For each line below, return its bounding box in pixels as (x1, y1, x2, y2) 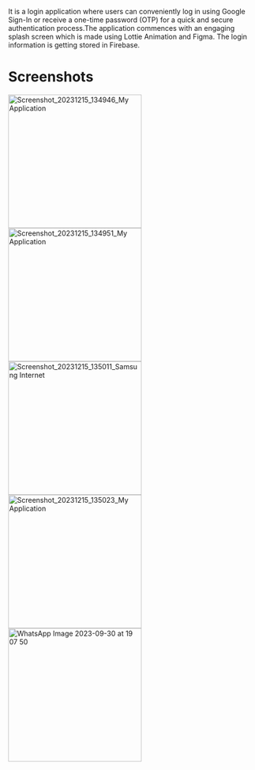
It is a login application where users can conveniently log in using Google (8, 7, 246, 16)
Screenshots (8, 68, 94, 86)
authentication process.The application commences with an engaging (8, 24, 235, 32)
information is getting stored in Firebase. (8, 40, 141, 50)
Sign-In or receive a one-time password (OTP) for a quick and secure (8, 15, 234, 25)
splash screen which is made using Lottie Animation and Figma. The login (8, 32, 247, 41)
